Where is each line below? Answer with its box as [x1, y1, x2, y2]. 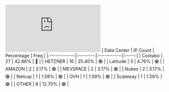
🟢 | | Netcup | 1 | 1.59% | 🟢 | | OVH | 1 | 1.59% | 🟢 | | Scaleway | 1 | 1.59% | [5, 73, 162, 79]
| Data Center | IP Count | [101, 48, 154, 53]
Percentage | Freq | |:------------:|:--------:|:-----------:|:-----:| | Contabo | [5, 53, 163, 59]
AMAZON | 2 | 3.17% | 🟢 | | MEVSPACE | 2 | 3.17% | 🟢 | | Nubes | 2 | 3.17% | [5, 66, 164, 72]
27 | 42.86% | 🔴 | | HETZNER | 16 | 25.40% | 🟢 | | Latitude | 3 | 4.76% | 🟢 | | [5, 58, 165, 64]
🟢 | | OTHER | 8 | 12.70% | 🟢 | [5, 81, 69, 87]
